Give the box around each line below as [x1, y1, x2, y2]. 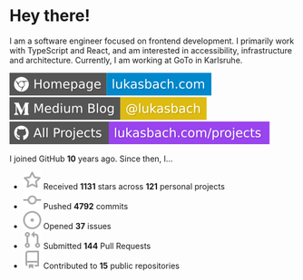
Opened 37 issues [43, 220, 112, 231]
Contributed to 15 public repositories [43, 260, 180, 271]
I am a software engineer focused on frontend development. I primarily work [9, 35, 295, 46]
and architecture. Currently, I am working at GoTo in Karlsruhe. [9, 54, 243, 65]
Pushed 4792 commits [43, 200, 129, 211]
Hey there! [9, 5, 91, 26]
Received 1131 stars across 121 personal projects [43, 180, 225, 191]
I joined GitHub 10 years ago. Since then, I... [9, 153, 173, 164]
